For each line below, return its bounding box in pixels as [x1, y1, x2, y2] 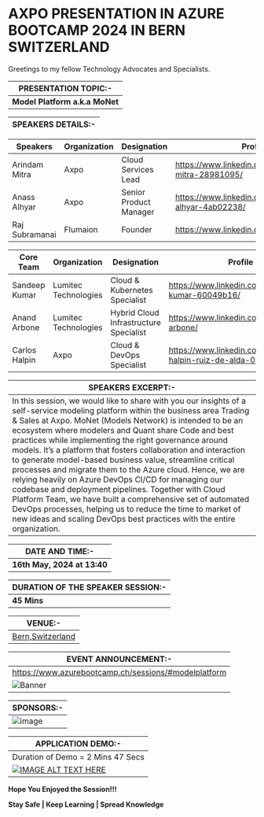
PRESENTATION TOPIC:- [18, 83, 112, 94]
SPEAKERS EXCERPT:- [88, 382, 176, 393]
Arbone [12, 322, 40, 333]
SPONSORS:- [12, 702, 64, 713]
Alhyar [12, 201, 37, 213]
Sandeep [12, 279, 46, 290]
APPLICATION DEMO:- [35, 738, 122, 749]
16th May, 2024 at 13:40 [12, 559, 108, 570]
